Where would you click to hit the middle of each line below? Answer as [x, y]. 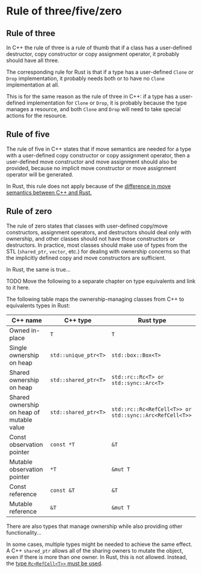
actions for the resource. [37, 116]
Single [18, 348]
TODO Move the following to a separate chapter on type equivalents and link [101, 281]
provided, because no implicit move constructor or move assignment [91, 168]
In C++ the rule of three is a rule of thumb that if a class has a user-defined [99, 47]
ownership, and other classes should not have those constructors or [91, 238]
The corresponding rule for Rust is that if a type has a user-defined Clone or [100, 72]
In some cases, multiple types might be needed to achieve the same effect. [99, 544]
